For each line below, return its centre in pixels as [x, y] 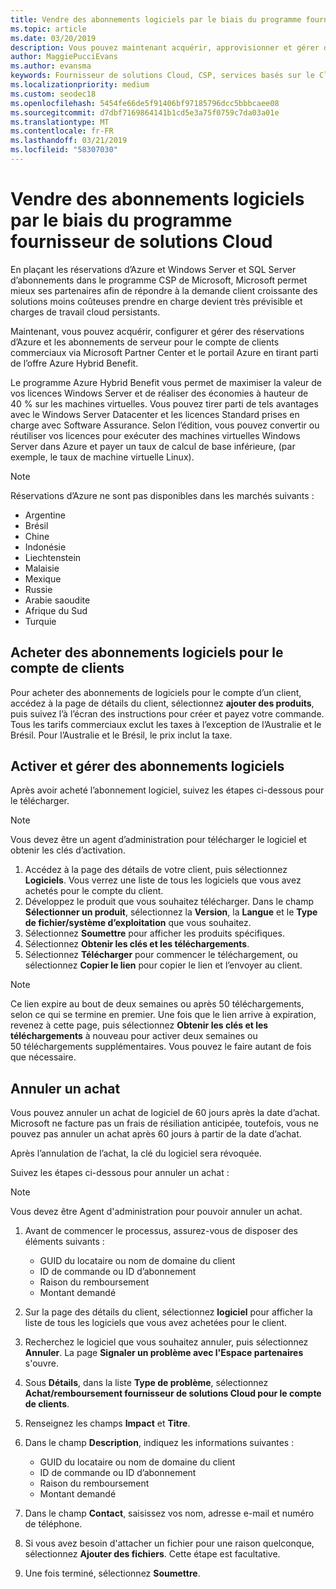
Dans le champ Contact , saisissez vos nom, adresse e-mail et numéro [169, 1513]
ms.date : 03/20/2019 [53, 38]
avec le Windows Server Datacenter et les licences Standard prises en [155, 414]
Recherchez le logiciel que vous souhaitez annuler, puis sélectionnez [166, 1342]
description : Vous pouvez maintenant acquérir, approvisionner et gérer [165, 47]
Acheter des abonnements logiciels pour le [147, 652]
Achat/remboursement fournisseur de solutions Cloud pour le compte [173, 1393]
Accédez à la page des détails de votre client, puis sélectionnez [156, 870]
